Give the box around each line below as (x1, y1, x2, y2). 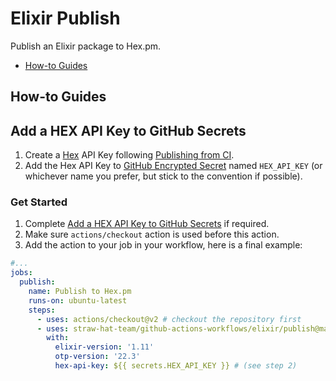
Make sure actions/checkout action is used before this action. (24, 228, 280, 241)
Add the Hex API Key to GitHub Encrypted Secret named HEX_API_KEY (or (24, 160, 323, 172)
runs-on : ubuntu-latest (28, 295, 128, 306)
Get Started (10, 195, 68, 209)
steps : (28, 305, 56, 315)
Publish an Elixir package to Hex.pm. (10, 40, 162, 52)
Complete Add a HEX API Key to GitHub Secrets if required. (24, 218, 270, 230)
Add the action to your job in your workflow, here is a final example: (24, 239, 303, 251)
